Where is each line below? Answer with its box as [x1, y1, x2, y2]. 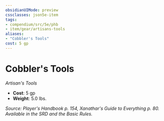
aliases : [5, 31, 24, 36]
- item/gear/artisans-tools [5, 27, 66, 32]
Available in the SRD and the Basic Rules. [5, 111, 93, 117]
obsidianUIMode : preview [5, 7, 58, 13]
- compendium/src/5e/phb [5, 22, 58, 27]
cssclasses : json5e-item [5, 12, 58, 17]
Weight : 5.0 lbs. [12, 95, 47, 102]
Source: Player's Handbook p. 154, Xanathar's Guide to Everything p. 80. [5, 105, 160, 111]
